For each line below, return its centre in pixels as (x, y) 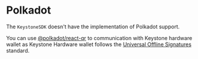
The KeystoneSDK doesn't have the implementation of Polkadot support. (93, 27)
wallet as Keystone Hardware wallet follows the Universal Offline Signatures (99, 44)
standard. (18, 50)
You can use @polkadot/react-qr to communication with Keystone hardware (99, 38)
